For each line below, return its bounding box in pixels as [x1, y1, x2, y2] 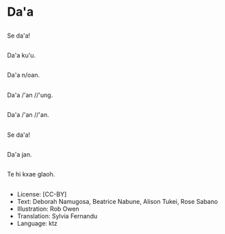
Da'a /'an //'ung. [7, 90, 53, 99]
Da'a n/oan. [7, 71, 40, 79]
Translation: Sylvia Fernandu [16, 211, 98, 220]
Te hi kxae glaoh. [7, 170, 55, 179]
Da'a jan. [7, 150, 32, 158]
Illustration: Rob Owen [16, 205, 80, 213]
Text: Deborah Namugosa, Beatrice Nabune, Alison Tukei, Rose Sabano [16, 197, 218, 205]
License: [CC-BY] [16, 190, 67, 198]
